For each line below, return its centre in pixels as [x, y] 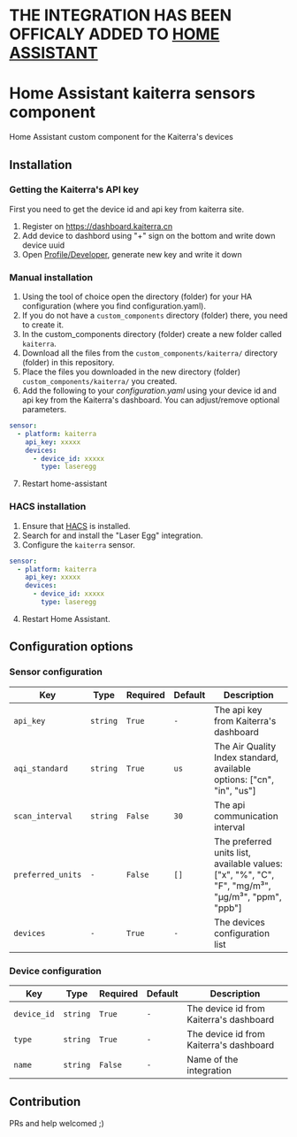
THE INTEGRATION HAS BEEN [121, 15]
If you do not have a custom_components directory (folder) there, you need [155, 316]
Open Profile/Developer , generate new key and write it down [132, 254]
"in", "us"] [235, 790]
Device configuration [55, 971]
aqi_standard [41, 768]
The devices [239, 922]
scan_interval [43, 816]
